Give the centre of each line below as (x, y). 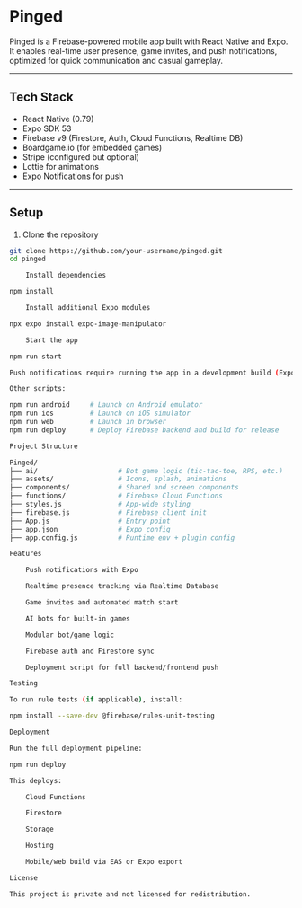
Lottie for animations (60, 166)
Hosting (40, 846)
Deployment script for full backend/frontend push (122, 667)
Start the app (52, 340)
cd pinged (28, 259)
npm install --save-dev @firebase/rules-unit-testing (112, 716)
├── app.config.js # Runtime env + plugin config (122, 538)
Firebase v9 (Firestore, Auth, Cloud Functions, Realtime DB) (133, 137)
